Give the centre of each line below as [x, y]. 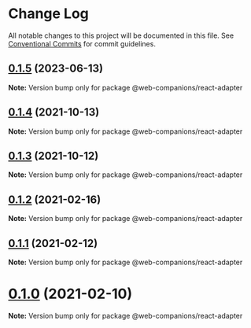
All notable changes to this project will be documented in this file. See [121, 35]
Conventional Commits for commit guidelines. [82, 43]
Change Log [48, 14]
